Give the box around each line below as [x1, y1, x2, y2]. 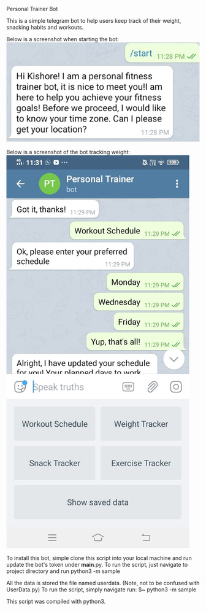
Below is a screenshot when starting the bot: [6, 36, 120, 42]
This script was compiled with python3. [6, 598, 106, 605]
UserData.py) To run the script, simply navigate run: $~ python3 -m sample [6, 586, 197, 593]
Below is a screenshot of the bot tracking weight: [6, 149, 131, 156]
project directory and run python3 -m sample [6, 567, 121, 575]
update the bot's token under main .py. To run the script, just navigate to [6, 561, 188, 569]
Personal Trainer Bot [6, 6, 58, 12]
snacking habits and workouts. [6, 24, 84, 31]
